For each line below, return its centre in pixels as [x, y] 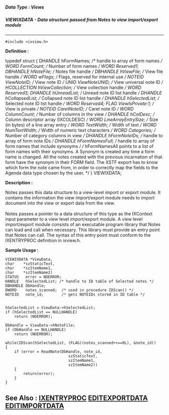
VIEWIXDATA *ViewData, [29, 260]
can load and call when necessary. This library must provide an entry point [82, 230]
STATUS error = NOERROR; [33, 277]
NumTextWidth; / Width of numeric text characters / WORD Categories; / [80, 130]
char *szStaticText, [30, 264]
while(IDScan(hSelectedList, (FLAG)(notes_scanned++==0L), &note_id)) [81, 343]
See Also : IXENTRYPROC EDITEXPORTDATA [77, 398]
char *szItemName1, [29, 268]
